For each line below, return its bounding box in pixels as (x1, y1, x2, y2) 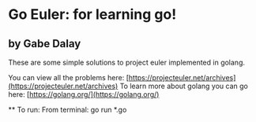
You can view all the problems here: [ (8, 73, 129, 82)
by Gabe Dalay (8, 37, 81, 50)
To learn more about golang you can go (119, 81, 249, 91)
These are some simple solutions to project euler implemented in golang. (8, 57, 246, 67)
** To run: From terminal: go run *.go (8, 105, 127, 114)
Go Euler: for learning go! (8, 6, 177, 24)
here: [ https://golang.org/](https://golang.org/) (8, 90, 160, 99)
